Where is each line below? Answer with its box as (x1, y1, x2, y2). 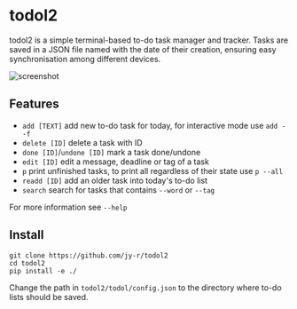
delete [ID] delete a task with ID (21, 137, 144, 147)
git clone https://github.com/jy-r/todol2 (9, 250, 168, 260)
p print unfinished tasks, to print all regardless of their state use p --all (21, 165, 284, 176)
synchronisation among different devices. (9, 53, 161, 64)
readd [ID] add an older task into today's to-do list (21, 175, 208, 186)
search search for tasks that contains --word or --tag (21, 184, 215, 195)
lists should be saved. (9, 291, 89, 302)
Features (9, 97, 59, 112)
